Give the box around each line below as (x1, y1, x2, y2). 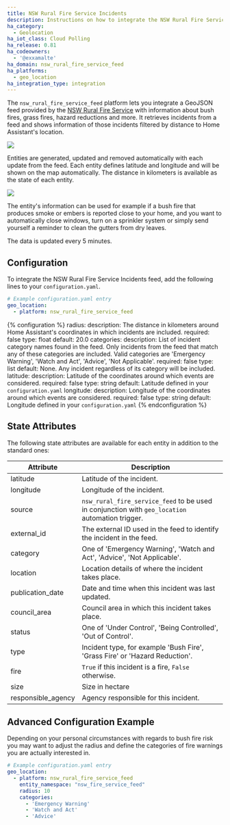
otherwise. (81, 670, 116, 680)
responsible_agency (10, 693, 75, 702)
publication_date (10, 587, 64, 597)
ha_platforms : (7, 67, 48, 74)
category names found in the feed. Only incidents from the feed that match (7, 342, 218, 351)
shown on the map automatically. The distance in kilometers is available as (7, 168, 218, 177)
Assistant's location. (7, 128, 64, 136)
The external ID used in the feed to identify (81, 524, 219, 534)
